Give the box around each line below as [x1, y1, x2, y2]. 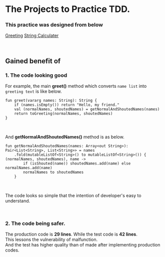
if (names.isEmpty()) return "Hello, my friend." [14, 102, 120, 108]
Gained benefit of [5, 56, 61, 65]
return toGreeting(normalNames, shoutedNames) [14, 111, 113, 116]
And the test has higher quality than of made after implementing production [5, 242, 160, 248]
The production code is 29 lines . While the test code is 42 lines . [5, 231, 137, 238]
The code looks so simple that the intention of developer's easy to [5, 193, 141, 199]
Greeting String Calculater [5, 32, 59, 38]
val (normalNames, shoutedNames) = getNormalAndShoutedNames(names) [14, 107, 160, 112]
